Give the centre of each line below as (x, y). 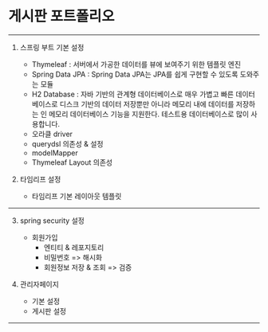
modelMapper (55, 153)
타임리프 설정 (40, 179)
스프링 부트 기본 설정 (52, 47)
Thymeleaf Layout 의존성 (72, 162)
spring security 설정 (52, 221)
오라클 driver (52, 134)
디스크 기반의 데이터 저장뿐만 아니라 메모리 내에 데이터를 (147, 104)
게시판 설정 (49, 311)
